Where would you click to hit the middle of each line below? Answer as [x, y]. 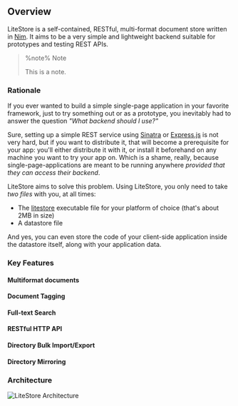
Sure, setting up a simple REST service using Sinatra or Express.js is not [113, 135]
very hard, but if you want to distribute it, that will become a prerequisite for [118, 143]
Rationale [24, 90]
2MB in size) [36, 215]
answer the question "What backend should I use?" [83, 121]
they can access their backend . [54, 173]
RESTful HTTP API [35, 329]
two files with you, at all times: [52, 194]
